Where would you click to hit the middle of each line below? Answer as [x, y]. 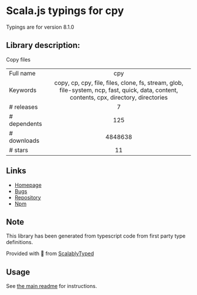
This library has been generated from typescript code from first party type [96, 236]
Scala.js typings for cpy [65, 11]
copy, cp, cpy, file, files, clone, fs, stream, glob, [119, 83]
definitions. [20, 242]
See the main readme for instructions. [52, 286]
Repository [28, 197]
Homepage [28, 185]
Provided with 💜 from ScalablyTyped [50, 253]
